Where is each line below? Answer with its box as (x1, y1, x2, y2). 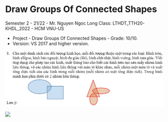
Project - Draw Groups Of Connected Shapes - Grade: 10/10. (12, 35, 138, 41)
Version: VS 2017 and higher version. (12, 40, 90, 46)
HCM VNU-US (34, 25, 64, 31)
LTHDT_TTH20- (112, 20, 145, 26)
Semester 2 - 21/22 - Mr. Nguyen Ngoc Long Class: (5, 20, 112, 26)
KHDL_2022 (5, 25, 30, 31)
